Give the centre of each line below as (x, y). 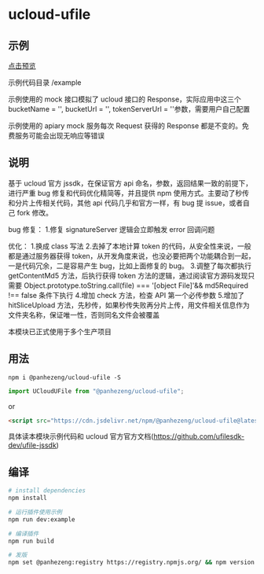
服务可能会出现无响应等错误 (59, 136)
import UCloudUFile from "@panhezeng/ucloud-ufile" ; (96, 391)
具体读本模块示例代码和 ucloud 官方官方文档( (81, 436)
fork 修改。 (35, 212)
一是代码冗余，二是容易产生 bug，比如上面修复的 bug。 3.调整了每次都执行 (130, 266)
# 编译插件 (24, 534)
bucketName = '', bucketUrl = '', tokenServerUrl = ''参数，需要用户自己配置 (129, 109)
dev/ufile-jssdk (32, 445)
